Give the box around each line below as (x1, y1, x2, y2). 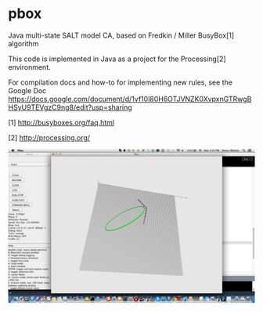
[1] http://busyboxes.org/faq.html (8, 118, 115, 127)
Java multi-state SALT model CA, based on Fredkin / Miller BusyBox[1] (8, 31, 235, 40)
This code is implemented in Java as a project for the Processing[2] (8, 54, 226, 63)
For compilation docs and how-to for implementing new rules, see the (8, 78, 233, 87)
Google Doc (8, 85, 47, 95)
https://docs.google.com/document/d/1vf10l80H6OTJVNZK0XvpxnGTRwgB (8, 94, 252, 103)
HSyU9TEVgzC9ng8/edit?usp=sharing (8, 103, 133, 112)
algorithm (8, 38, 39, 48)
